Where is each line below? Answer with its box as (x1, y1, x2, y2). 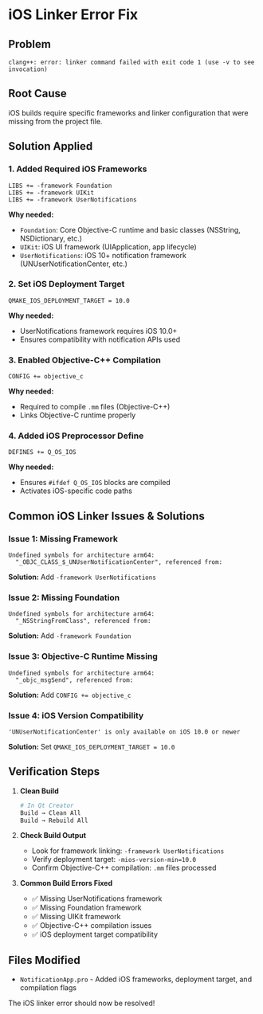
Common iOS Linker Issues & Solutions (8, 509, 205, 523)
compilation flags (19, 983, 77, 992)
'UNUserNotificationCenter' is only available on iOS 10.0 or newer (8, 727, 241, 736)
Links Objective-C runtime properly (19, 410, 136, 420)
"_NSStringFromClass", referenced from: (15, 617, 151, 625)
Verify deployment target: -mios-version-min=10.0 (31, 855, 197, 864)
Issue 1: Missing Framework (8, 533, 118, 544)
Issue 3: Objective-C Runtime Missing (8, 651, 158, 662)
